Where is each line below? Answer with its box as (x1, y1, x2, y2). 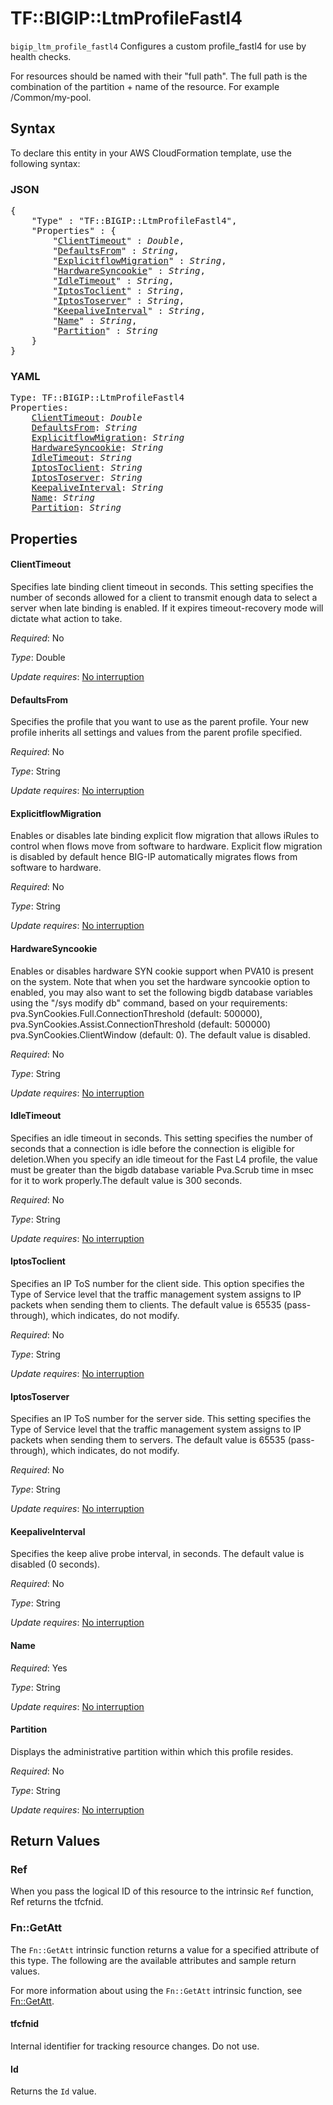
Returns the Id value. (10, 2085, 97, 2097)
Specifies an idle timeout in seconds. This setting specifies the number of (10, 1132, 313, 1144)
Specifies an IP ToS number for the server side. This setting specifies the (10, 1413, 312, 1425)
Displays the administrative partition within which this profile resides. (10, 1745, 294, 1757)
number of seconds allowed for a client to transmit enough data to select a (10, 591, 318, 603)
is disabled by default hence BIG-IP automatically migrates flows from (10, 851, 298, 863)
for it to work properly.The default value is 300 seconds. (10, 1174, 243, 1186)
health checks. (10, 50, 72, 62)
